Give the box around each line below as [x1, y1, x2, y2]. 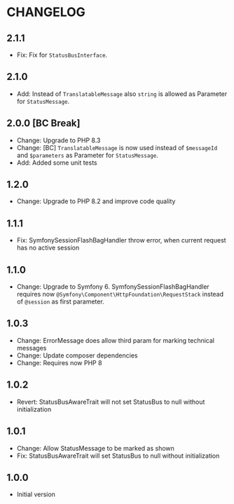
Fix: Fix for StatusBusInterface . [16, 50, 108, 59]
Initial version [16, 490, 55, 498]
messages [16, 343, 47, 352]
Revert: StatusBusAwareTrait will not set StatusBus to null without [16, 397, 205, 406]
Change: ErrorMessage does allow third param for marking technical [16, 336, 215, 344]
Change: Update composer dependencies [16, 351, 138, 360]
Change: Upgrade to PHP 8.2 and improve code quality [16, 197, 176, 205]
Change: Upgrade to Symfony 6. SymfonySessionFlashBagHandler [16, 282, 209, 291]
